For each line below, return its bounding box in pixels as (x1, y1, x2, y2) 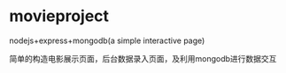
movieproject (9, 6, 109, 26)
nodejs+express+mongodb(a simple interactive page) (9, 35, 205, 46)
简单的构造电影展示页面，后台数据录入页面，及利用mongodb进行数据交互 (9, 53, 277, 63)
